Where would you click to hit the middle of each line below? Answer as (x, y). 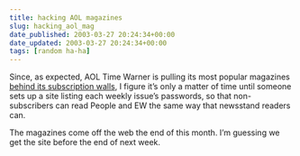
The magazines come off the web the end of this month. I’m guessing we (145, 133)
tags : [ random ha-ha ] (50, 51)
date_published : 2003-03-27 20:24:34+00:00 (92, 34)
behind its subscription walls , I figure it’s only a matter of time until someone (150, 87)
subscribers (32, 106)
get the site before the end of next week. (85, 142)
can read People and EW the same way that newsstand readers (173, 106)
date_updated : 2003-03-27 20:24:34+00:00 (88, 43)
